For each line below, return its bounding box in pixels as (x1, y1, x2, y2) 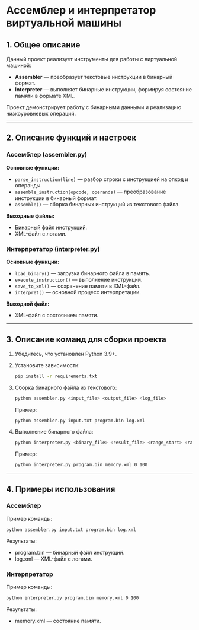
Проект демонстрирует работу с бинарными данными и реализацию (6, 104, 182, 110)
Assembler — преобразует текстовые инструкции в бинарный (14, 74, 173, 80)
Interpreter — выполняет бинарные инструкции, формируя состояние (14, 86, 192, 93)
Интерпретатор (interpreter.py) (6, 244, 100, 253)
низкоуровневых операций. (6, 110, 76, 117)
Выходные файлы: (6, 212, 55, 219)
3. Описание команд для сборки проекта (6, 335, 167, 345)
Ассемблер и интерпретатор (6, 4, 156, 17)
